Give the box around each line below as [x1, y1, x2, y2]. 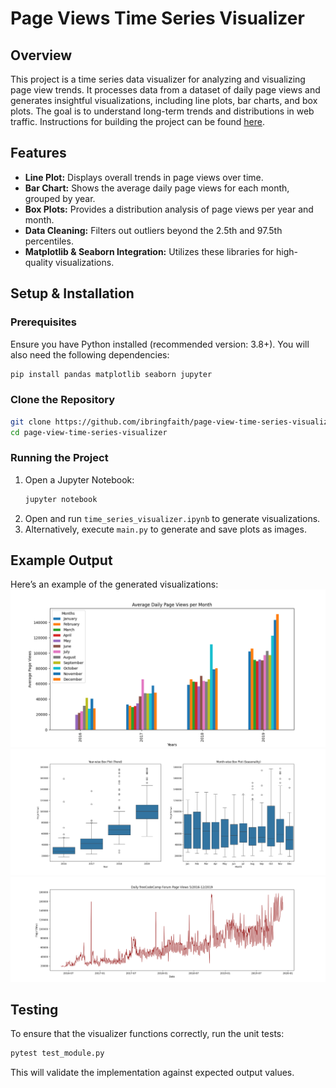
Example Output [10, 552, 113, 569]
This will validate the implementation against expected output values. [10, 1067, 295, 1079]
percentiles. [24, 235, 74, 247]
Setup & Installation [10, 285, 135, 302]
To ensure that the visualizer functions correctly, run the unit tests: [10, 1028, 285, 1040]
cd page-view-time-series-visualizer [10, 427, 168, 437]
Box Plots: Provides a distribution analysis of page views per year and [24, 203, 314, 215]
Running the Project [10, 451, 109, 465]
